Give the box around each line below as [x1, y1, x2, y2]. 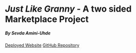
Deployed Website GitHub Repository [5, 42, 80, 48]
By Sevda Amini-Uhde [5, 30, 51, 36]
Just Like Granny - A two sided [5, 3, 132, 15]
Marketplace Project [5, 14, 89, 25]
